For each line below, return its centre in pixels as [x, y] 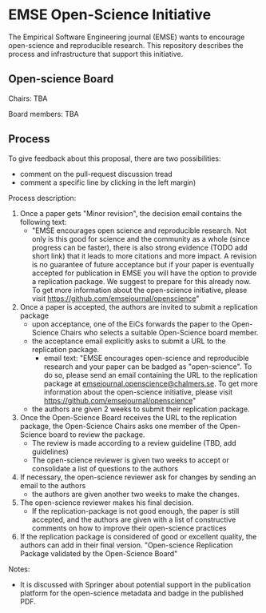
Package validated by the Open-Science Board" [99, 553]
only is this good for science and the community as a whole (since [141, 238]
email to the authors [53, 485]
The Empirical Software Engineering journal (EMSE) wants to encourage [127, 37]
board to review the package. [97, 435]
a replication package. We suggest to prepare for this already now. [141, 281]
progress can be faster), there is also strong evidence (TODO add [139, 247]
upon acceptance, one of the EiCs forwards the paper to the [131, 324]
